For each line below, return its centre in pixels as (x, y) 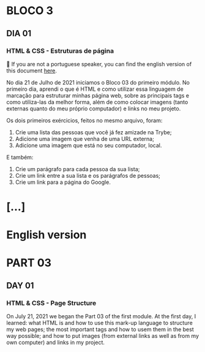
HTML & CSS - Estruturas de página (60, 51)
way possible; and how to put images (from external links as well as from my (103, 336)
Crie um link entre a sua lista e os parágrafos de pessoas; (88, 175)
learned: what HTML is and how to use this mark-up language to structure (99, 323)
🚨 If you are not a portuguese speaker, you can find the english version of (99, 64)
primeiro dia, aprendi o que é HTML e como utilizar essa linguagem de (95, 89)
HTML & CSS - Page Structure (51, 303)
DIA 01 (19, 33)
